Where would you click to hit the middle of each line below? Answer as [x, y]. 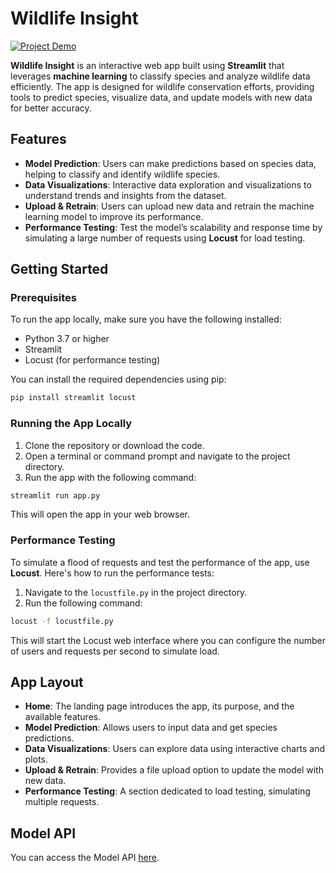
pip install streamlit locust [73, 398]
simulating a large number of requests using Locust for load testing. [165, 238]
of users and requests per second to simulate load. [115, 651]
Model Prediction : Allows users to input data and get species [151, 728]
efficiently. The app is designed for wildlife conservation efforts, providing [162, 86]
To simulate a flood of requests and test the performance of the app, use [160, 562]
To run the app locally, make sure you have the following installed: [146, 319]
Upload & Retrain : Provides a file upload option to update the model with [174, 770]
